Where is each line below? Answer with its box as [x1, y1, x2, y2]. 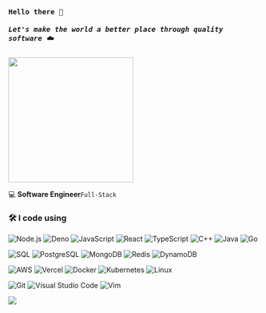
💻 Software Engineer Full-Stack [8, 189, 117, 199]
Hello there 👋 [8, 7, 64, 16]
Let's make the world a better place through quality [8, 25, 224, 34]
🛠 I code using [8, 213, 67, 224]
